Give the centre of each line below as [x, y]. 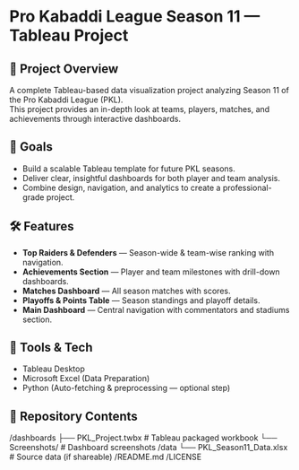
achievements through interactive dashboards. [95, 119]
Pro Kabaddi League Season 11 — [135, 17]
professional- [247, 187]
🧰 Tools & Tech [51, 348]
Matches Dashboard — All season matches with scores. [126, 291]
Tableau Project [69, 35]
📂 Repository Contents [74, 416]
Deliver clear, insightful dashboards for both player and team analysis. [151, 178]
